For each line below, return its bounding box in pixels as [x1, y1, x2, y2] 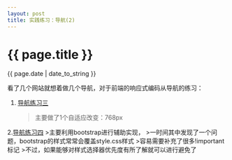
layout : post [7, 10, 45, 17]
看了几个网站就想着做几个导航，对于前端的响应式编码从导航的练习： [7, 84, 203, 93]
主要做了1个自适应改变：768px [34, 113, 124, 122]
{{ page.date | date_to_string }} [7, 70, 96, 78]
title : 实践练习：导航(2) [7, 17, 75, 24]
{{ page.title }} [7, 47, 94, 63]
